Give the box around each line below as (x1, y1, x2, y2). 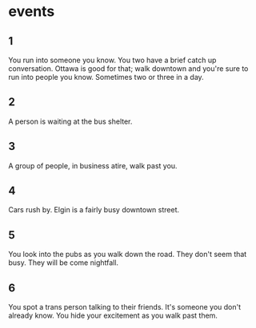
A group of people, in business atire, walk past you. (8, 160, 178, 170)
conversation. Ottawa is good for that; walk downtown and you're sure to (8, 64, 249, 73)
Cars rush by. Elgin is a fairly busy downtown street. (8, 205, 180, 215)
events (8, 2, 55, 21)
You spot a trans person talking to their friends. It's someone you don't (8, 302, 242, 312)
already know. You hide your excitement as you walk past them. (8, 310, 218, 321)
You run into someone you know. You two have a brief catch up (8, 55, 217, 65)
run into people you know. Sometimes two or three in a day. (8, 73, 204, 81)
